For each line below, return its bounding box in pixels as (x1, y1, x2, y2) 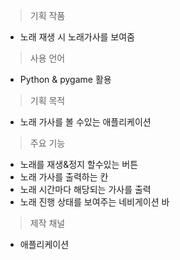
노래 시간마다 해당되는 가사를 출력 (19, 184, 152, 195)
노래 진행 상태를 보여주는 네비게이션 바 (19, 196, 170, 208)
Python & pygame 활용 (19, 74, 112, 85)
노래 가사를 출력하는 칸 (19, 171, 109, 183)
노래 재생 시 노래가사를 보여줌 (19, 31, 135, 43)
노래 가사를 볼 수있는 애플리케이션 (19, 116, 152, 128)
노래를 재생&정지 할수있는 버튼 (19, 159, 139, 170)
